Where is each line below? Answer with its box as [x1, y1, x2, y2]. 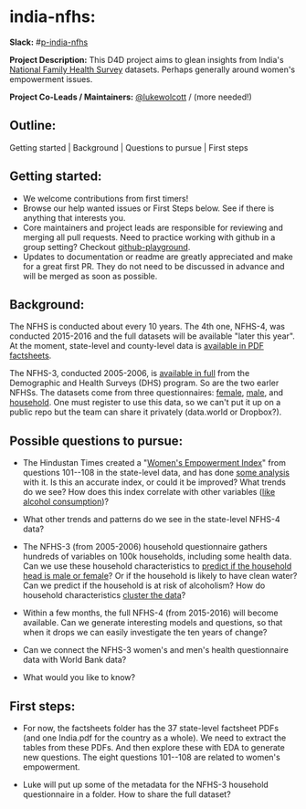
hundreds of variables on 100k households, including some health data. [22, 551, 292, 562]
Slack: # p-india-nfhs [9, 37, 89, 47]
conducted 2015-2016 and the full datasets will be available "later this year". [9, 331, 295, 341]
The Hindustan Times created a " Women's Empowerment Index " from [22, 457, 286, 468]
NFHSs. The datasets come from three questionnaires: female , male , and [9, 387, 284, 398]
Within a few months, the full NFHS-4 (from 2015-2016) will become [22, 607, 279, 618]
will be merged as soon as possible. [22, 270, 158, 281]
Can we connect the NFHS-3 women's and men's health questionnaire [22, 645, 290, 656]
